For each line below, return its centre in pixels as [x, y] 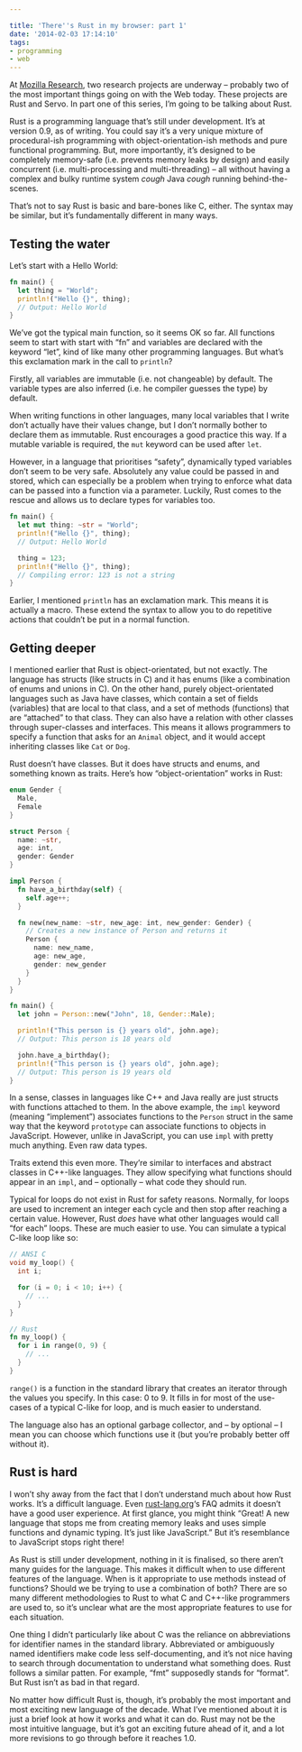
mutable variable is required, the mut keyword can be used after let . [136, 445]
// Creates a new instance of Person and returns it [127, 931]
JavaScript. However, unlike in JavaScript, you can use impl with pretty [142, 1136]
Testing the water [60, 244]
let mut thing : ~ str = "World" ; [78, 525]
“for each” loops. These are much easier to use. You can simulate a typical [148, 1228]
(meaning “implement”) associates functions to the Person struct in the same [151, 1117]
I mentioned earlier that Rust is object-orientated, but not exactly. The [138, 670]
